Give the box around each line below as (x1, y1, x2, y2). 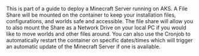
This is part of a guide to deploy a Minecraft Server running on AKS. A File (6, 5, 188, 12)
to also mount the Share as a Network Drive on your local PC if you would (6, 24, 186, 31)
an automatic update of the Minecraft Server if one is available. (6, 43, 161, 50)
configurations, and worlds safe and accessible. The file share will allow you (6, 18, 194, 24)
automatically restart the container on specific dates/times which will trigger (6, 37, 193, 43)
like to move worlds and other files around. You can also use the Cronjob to (6, 30, 191, 38)
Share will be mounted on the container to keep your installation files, (6, 11, 176, 18)
